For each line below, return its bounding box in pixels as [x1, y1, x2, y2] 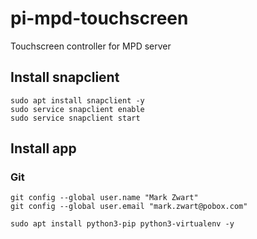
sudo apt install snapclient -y [10, 95, 145, 106]
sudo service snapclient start [10, 113, 141, 123]
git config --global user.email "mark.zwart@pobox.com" [10, 202, 248, 212]
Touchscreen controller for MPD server [10, 40, 172, 52]
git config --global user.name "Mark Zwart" [10, 193, 199, 203]
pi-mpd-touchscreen [10, 7, 189, 30]
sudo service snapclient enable [10, 104, 145, 114]
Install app [10, 140, 77, 157]
